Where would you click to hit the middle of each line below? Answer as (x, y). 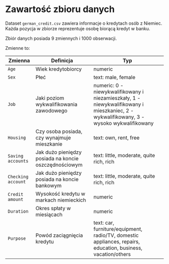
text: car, (104, 223)
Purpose (17, 238)
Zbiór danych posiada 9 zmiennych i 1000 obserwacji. (61, 38)
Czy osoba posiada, (59, 131)
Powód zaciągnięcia (59, 235)
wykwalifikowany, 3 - (119, 117)
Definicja (62, 60)
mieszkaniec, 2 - (114, 110)
